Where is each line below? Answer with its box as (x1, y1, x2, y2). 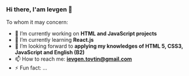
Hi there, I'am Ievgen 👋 (6, 5, 73, 14)
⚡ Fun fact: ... (14, 64, 47, 71)
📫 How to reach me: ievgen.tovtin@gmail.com (14, 55, 132, 62)
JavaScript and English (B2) (14, 49, 85, 56)
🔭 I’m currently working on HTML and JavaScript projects (14, 30, 157, 37)
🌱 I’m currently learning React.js (14, 37, 94, 44)
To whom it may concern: (6, 19, 68, 26)
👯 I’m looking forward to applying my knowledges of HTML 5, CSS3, (14, 42, 184, 49)
